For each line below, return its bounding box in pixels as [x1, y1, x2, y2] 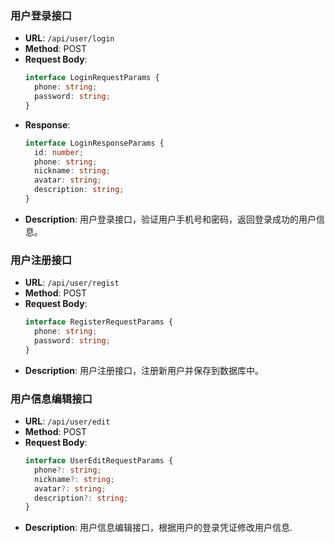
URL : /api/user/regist [24, 277, 120, 289]
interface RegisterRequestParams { [24, 317, 174, 327]
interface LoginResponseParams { [24, 138, 165, 148]
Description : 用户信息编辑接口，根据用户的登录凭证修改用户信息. [24, 522, 293, 534]
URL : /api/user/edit [24, 415, 111, 427]
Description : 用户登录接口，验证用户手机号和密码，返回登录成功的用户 [24, 213, 317, 225]
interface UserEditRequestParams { [24, 456, 174, 466]
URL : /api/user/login [24, 32, 115, 44]
